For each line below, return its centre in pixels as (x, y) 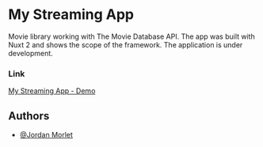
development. (30, 53)
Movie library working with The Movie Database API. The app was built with (131, 36)
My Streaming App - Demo (52, 91)
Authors (29, 116)
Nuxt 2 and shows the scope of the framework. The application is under (126, 44)
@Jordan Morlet (46, 135)
